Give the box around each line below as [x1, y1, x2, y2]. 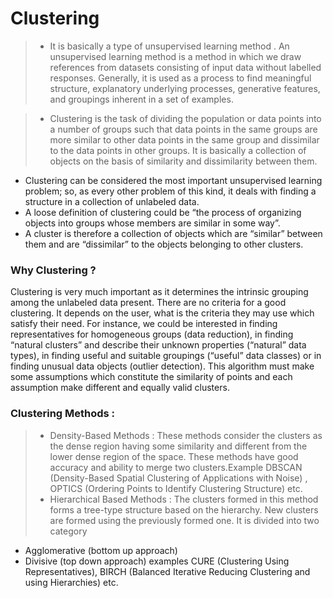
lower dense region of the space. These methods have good [49, 450, 299, 462]
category [49, 525, 88, 537]
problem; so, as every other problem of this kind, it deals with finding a [24, 185, 317, 197]
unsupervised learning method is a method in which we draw [49, 50, 302, 62]
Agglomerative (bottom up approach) [24, 544, 178, 556]
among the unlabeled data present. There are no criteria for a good [10, 297, 287, 309]
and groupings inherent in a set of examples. [49, 93, 234, 105]
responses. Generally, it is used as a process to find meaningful [49, 72, 312, 84]
